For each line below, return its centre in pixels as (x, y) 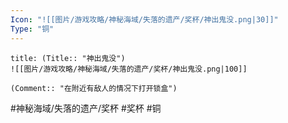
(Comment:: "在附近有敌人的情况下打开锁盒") (94, 88)
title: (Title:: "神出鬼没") (68, 58)
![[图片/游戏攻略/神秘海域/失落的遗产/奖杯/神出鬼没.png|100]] (129, 69)
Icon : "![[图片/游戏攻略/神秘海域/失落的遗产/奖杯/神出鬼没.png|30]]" (144, 19)
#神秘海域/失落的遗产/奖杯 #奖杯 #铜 (86, 108)
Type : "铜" (32, 29)
